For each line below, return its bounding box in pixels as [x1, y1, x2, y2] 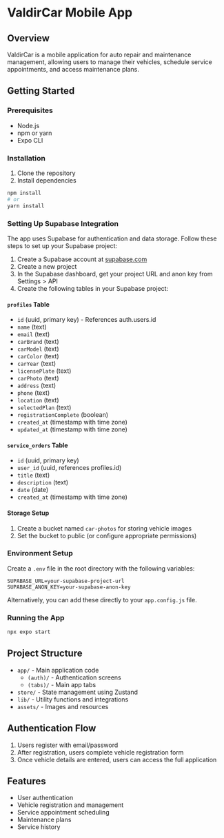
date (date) [17, 486, 49, 494]
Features [7, 775, 46, 787]
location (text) [17, 396, 60, 405]
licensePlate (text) [17, 367, 72, 375]
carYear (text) [17, 360, 57, 368]
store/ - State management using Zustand [17, 688, 138, 696]
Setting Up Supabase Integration [7, 218, 119, 228]
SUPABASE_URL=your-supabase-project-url [7, 578, 125, 584]
